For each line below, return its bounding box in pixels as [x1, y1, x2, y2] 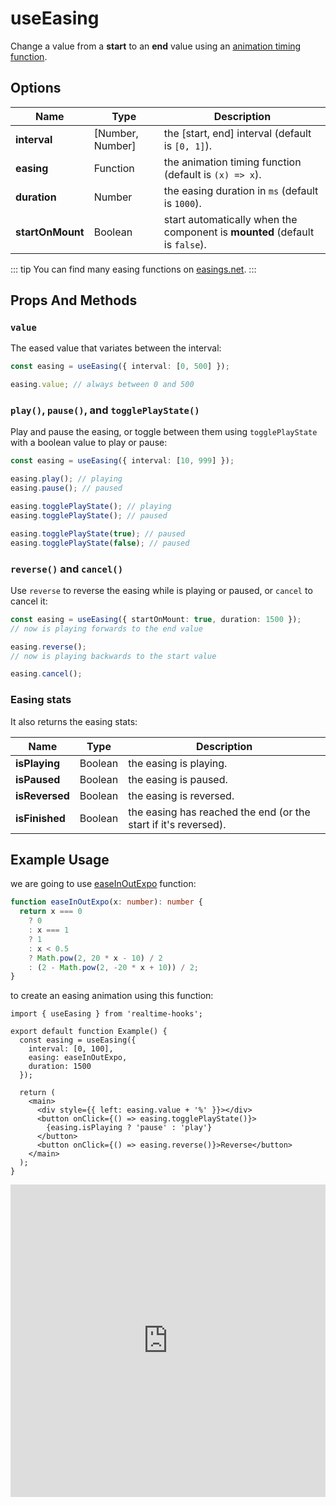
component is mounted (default [163, 225, 315, 239]
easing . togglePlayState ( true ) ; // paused [10, 528, 186, 539]
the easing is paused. [128, 772, 228, 786]
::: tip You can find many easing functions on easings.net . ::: [10, 263, 257, 275]
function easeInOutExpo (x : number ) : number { [10, 897, 203, 907]
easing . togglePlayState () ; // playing [10, 502, 172, 512]
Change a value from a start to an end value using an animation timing [10, 40, 302, 52]
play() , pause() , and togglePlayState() [10, 403, 200, 417]
